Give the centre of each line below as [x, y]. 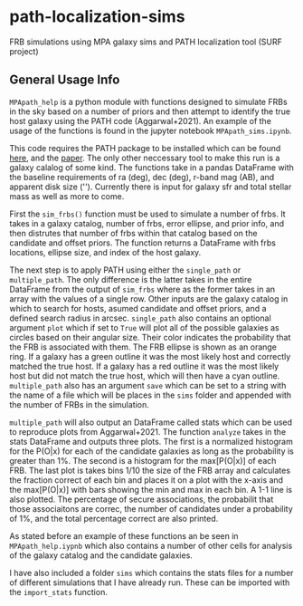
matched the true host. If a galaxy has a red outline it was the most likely [144, 366]
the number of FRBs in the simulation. [79, 404]
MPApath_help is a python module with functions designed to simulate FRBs [148, 101]
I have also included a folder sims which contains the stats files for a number [151, 572]
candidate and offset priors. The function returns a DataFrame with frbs [142, 243]
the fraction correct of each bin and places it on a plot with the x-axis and [146, 480]
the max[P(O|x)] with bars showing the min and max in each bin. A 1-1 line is [151, 489]
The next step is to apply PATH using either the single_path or [125, 270]
